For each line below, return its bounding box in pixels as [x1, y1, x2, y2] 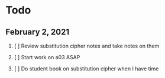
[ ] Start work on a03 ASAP [14, 54, 80, 60]
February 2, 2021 [5, 27, 70, 37]
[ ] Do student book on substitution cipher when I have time [14, 65, 159, 72]
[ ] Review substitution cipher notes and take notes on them [14, 42, 160, 49]
